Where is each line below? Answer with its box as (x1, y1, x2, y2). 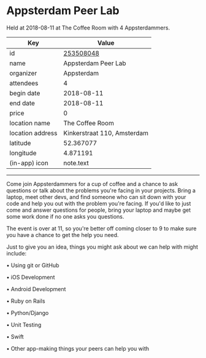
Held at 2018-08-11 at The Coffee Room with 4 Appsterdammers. (6, 24, 170, 31)
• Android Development (6, 285, 66, 292)
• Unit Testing (6, 321, 42, 329)
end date (9, 99, 36, 107)
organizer (9, 69, 37, 77)
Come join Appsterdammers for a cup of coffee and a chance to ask (6, 180, 178, 187)
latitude (9, 139, 31, 147)
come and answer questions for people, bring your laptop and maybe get (6, 206, 191, 214)
